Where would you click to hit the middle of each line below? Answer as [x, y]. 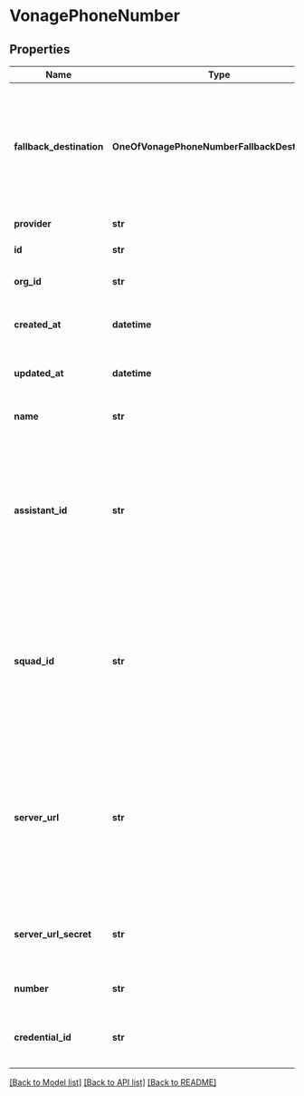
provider [33, 223]
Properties [40, 49]
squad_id [34, 661]
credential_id [43, 1037]
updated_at [39, 373]
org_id [28, 281]
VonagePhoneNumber [95, 16]
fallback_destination [59, 146]
